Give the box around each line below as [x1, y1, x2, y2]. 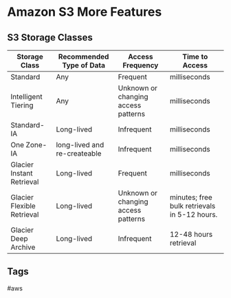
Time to [181, 52, 208, 61]
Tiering [10, 100, 34, 110]
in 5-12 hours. [169, 210, 218, 219]
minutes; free [169, 193, 213, 202]
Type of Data [61, 61, 105, 70]
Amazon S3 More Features [7, 4, 162, 20]
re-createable [56, 149, 102, 158]
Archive [10, 242, 36, 252]
